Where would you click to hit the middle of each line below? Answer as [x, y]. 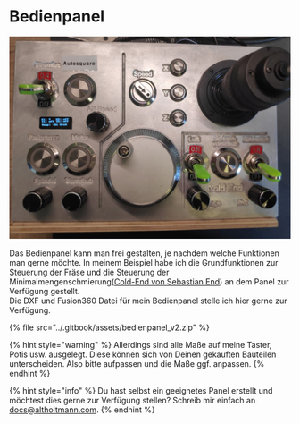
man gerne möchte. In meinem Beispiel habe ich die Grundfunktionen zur [144, 262]
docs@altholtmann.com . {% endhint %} [82, 410]
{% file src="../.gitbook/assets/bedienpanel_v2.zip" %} [109, 327]
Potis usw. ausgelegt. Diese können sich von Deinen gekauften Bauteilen [143, 354]
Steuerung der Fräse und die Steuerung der [89, 272]
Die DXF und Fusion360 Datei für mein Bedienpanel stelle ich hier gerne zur [148, 301]
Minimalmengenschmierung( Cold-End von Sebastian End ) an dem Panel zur [149, 281]
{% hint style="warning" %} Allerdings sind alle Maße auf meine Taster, [141, 344]
